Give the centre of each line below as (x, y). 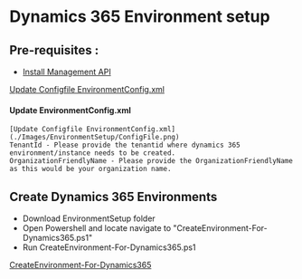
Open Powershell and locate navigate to (97, 228)
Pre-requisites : (54, 50)
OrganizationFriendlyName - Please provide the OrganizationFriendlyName (151, 161)
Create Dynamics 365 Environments (113, 197)
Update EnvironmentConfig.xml (70, 110)
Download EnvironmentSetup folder (89, 218)
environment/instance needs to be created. (93, 153)
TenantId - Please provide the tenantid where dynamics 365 (125, 145)
